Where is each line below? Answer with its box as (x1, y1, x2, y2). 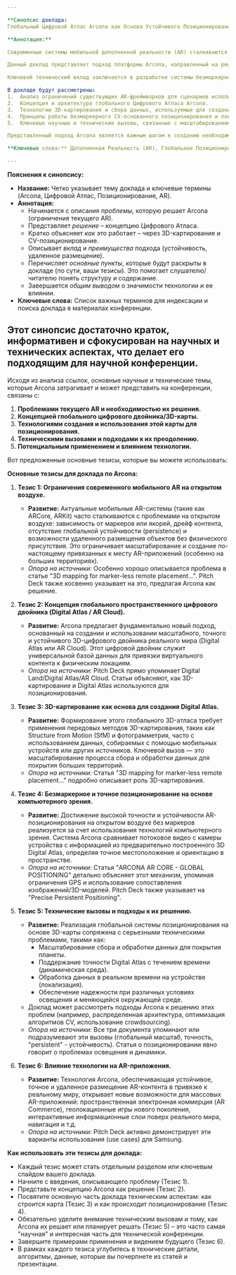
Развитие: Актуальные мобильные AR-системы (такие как (27, 504, 205, 512)
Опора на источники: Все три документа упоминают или (27, 1025, 200, 1033)
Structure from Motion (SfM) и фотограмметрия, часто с (27, 731, 195, 739)
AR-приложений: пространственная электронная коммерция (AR (27, 1097, 225, 1106)
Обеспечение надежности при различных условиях (38, 987, 195, 996)
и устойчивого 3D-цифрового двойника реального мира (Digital (27, 636, 220, 645)
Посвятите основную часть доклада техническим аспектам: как (17, 1192, 212, 1200)
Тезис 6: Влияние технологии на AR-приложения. (17, 1061, 171, 1070)
